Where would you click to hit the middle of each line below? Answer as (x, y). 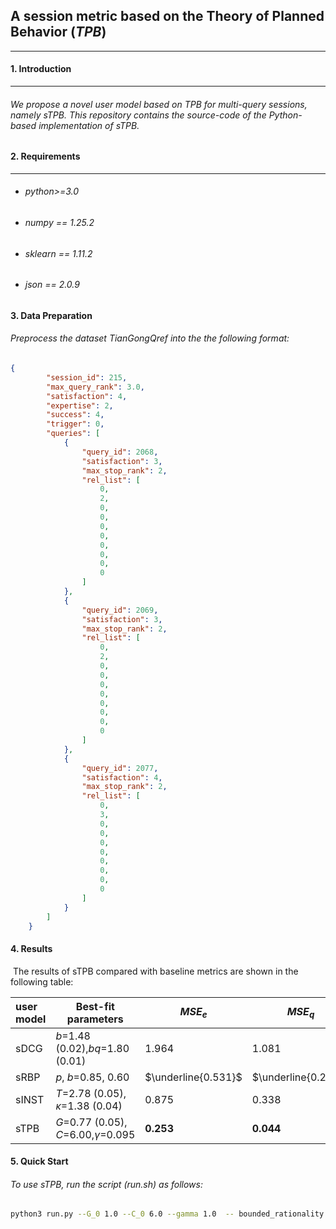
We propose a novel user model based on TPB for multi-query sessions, (159, 104)
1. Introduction (41, 69)
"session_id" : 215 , (87, 377)
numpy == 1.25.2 (59, 223)
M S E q (300, 1013)
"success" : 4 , (75, 415)
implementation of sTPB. (89, 125)
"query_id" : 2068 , (120, 452)
